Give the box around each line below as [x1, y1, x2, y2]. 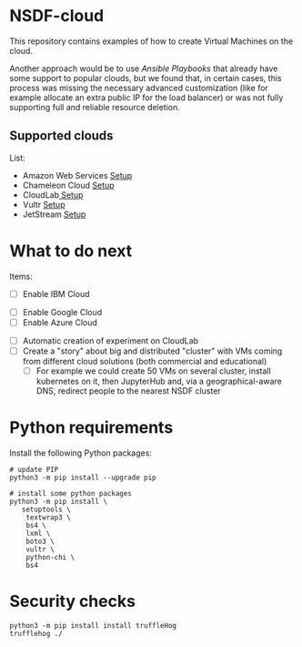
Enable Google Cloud [22, 306, 103, 317]
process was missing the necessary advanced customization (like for [9, 82, 268, 93]
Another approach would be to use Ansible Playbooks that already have [9, 63, 278, 74]
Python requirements [9, 417, 174, 438]
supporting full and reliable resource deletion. [9, 101, 180, 112]
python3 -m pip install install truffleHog [9, 621, 177, 630]
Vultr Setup [22, 199, 65, 210]
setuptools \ [21, 505, 71, 514]
